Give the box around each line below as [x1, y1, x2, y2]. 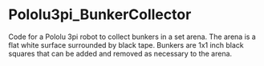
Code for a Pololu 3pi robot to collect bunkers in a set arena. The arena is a [8, 32, 257, 41]
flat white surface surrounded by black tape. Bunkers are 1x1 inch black [8, 40, 245, 49]
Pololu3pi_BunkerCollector [8, 6, 192, 24]
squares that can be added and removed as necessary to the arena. [8, 49, 233, 58]
